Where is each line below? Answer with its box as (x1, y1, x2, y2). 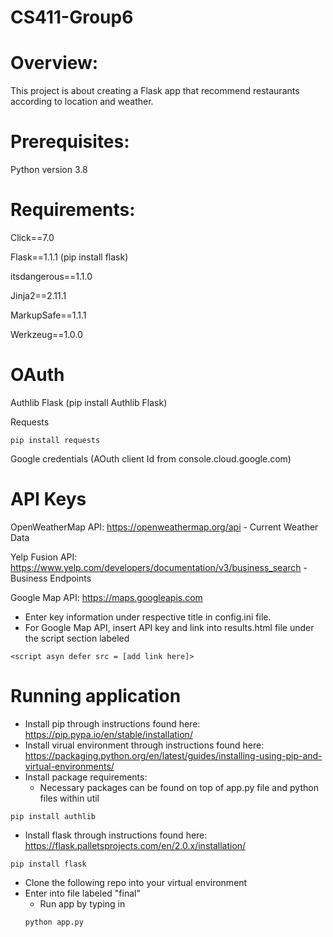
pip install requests (10, 435, 101, 445)
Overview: (10, 52, 99, 75)
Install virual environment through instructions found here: (24, 739, 265, 751)
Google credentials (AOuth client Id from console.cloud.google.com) (10, 452, 292, 465)
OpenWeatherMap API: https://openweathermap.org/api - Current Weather (10, 521, 319, 533)
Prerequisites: (10, 131, 130, 153)
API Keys (10, 488, 87, 511)
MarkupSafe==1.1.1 (10, 309, 87, 321)
